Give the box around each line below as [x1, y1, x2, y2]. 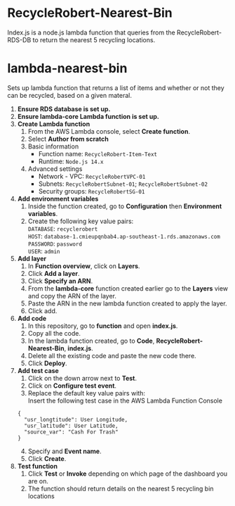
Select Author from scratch [27, 134, 109, 143]
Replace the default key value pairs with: [27, 388, 146, 397]
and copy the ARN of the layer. [27, 291, 117, 300]
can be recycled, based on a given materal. [7, 91, 132, 99]
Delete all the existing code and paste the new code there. [27, 351, 196, 360]
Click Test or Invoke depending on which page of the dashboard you [27, 469, 228, 478]
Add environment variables [17, 194, 99, 203]
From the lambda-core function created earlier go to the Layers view [27, 284, 229, 293]
